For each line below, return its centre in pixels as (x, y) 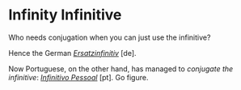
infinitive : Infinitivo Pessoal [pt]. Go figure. (78, 77)
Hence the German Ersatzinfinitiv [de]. (72, 53)
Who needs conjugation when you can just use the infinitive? (110, 37)
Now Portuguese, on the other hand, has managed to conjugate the (121, 69)
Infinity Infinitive (65, 15)
